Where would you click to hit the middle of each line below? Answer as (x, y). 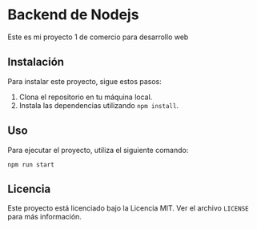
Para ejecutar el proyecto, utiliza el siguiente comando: (98, 150)
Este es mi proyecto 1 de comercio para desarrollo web (98, 37)
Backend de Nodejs (73, 15)
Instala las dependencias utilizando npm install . (99, 105)
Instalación (36, 62)
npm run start (31, 165)
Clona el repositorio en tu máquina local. (86, 97)
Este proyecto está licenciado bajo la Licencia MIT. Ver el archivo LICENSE (128, 208)
